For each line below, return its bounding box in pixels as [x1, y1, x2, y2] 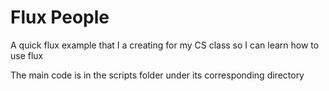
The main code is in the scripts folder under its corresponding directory [10, 69, 305, 81]
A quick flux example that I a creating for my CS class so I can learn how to [10, 39, 320, 51]
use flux [10, 49, 44, 61]
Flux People [10, 6, 110, 29]
